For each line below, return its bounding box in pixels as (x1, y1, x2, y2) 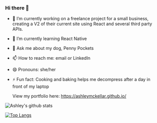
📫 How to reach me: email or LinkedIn (12, 55, 90, 61)
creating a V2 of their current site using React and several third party (12, 21, 152, 27)
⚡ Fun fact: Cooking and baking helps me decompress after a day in (12, 77, 151, 82)
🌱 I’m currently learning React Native (12, 36, 87, 41)
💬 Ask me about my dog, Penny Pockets (12, 45, 94, 51)
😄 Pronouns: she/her (12, 67, 56, 73)
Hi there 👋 (5, 4, 30, 11)
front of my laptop (12, 83, 49, 89)
